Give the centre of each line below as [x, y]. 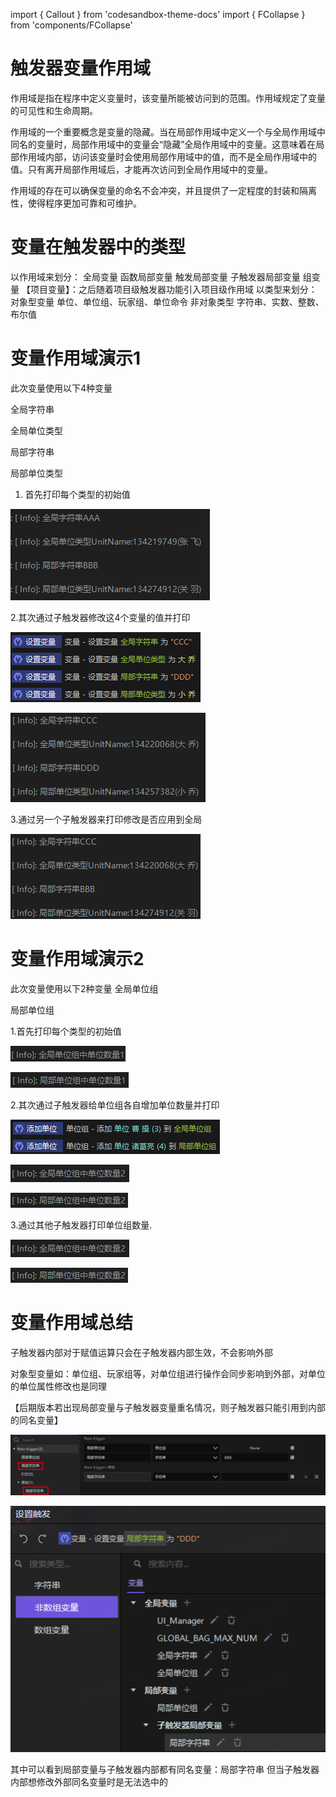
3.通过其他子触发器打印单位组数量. [81, 1225]
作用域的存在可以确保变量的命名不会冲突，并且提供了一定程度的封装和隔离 [163, 190]
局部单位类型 [36, 473]
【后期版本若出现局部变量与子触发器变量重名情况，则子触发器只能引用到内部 [168, 1407]
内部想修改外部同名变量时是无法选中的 [89, 1782]
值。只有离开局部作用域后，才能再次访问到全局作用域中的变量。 [141, 169]
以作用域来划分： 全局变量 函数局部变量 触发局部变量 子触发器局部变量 [155, 276]
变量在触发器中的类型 [98, 247]
